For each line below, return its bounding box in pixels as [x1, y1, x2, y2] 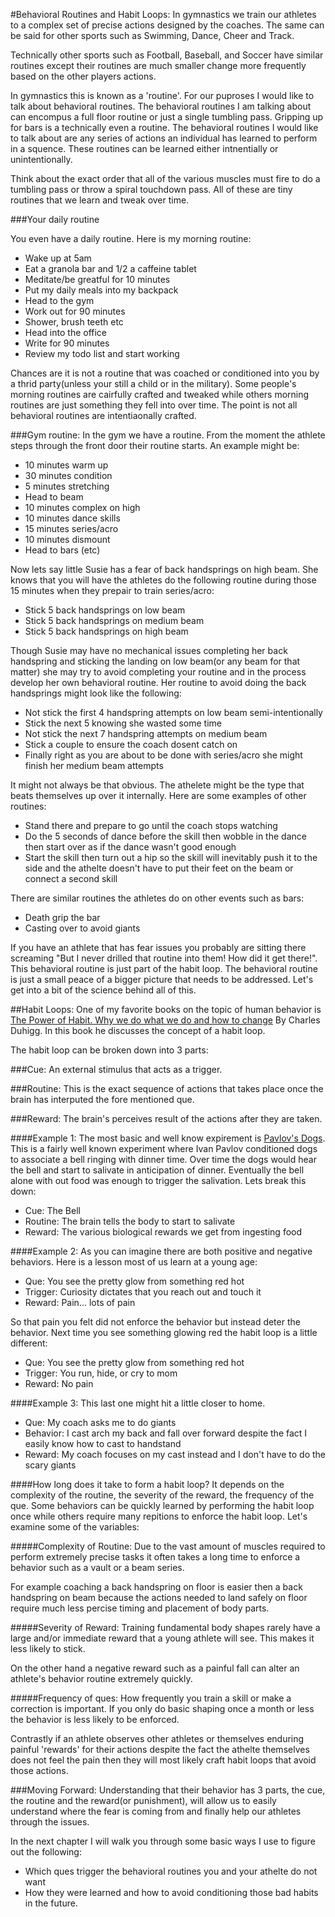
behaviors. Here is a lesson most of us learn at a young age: [10, 1256, 258, 1268]
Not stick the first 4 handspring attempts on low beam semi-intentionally [24, 707, 323, 718]
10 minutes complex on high [24, 502, 141, 513]
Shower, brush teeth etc [24, 316, 124, 328]
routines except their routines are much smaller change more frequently [10, 60, 307, 71]
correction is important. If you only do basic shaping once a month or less [10, 1703, 315, 1714]
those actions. [10, 1765, 69, 1776]
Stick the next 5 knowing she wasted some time [24, 717, 222, 729]
